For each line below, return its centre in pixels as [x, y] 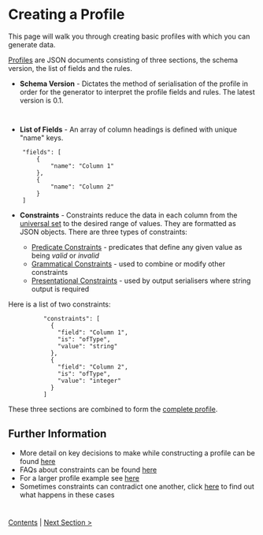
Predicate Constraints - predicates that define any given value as [137, 247]
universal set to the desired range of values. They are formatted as [128, 223]
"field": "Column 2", [93, 367]
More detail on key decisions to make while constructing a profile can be [137, 453]
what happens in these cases [67, 495]
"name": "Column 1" [82, 166]
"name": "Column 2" [82, 187]
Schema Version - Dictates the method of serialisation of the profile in [133, 84]
